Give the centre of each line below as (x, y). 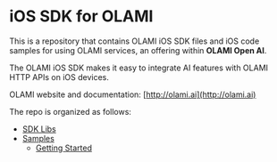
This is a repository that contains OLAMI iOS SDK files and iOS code (134, 41)
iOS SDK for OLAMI (81, 16)
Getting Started (63, 148)
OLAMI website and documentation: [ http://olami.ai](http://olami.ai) (133, 94)
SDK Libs (39, 129)
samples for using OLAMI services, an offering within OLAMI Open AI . (138, 50)
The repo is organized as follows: (71, 111)
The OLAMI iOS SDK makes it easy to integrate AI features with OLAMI (139, 68)
